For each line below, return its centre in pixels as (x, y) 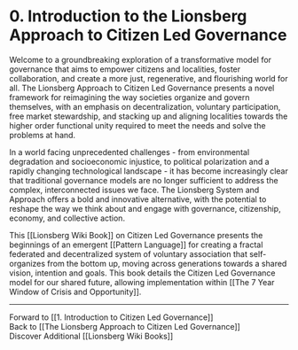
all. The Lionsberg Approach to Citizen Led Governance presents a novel (142, 88)
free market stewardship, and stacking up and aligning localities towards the (149, 116)
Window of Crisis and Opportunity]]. (75, 292)
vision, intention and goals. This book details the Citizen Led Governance (142, 273)
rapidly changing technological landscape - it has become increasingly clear (149, 171)
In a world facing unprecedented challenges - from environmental (129, 152)
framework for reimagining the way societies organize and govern (129, 97)
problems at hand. (43, 135)
